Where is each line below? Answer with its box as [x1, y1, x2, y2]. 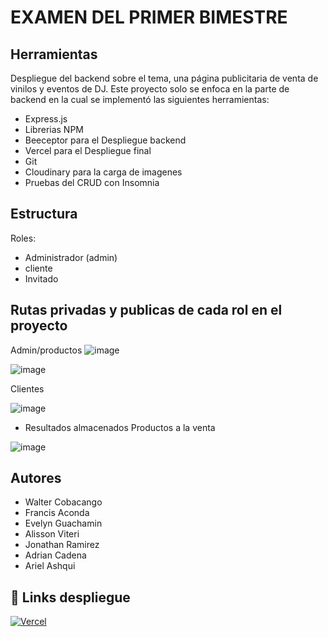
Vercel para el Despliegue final [24, 145, 152, 156]
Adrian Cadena [24, 549, 87, 561]
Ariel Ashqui [24, 560, 76, 572]
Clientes [10, 382, 45, 395]
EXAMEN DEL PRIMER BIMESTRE [10, 6, 288, 29]
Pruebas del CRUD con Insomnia [24, 177, 160, 188]
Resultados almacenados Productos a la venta [24, 421, 216, 433]
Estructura [10, 206, 78, 223]
